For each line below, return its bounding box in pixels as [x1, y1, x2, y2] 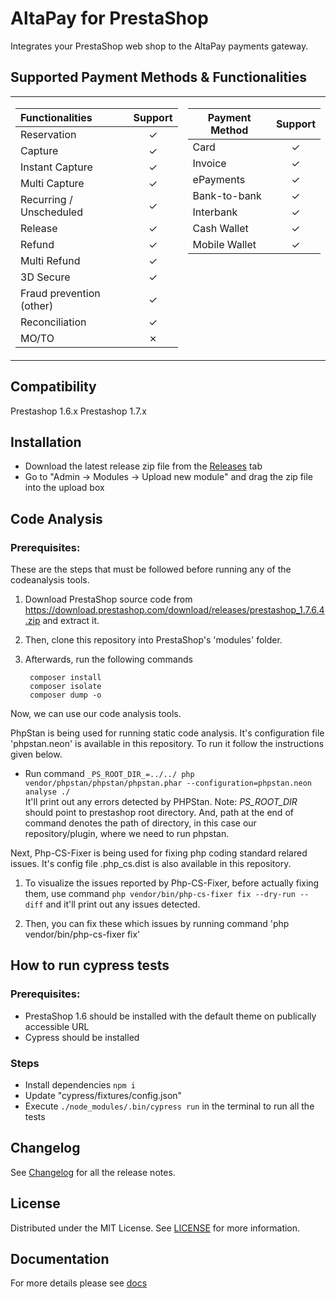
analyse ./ [24, 787, 71, 797]
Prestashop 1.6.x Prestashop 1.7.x [10, 405, 147, 417]
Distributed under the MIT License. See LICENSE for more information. [10, 1222, 301, 1234]
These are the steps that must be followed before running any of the [10, 563, 292, 576]
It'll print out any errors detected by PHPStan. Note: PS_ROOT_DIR [24, 796, 298, 808]
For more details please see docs [10, 1277, 148, 1289]
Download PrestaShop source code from [24, 593, 193, 606]
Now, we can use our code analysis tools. [10, 708, 182, 720]
